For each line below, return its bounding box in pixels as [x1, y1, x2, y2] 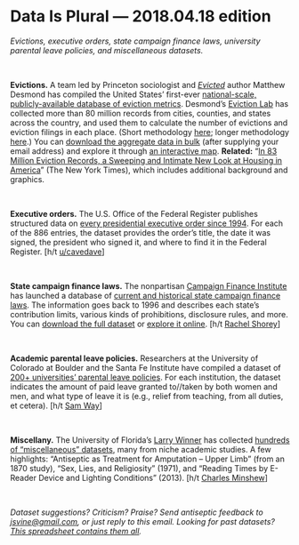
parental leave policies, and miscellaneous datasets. [10, 44, 204, 55]
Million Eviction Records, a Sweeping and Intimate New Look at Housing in [10, 155, 283, 165]
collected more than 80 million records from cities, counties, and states [10, 108, 271, 118]
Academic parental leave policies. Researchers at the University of [10, 353, 259, 364]
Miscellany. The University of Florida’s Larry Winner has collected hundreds [10, 434, 290, 445]
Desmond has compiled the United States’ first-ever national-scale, [10, 89, 257, 100]
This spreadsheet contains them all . [10, 525, 141, 536]
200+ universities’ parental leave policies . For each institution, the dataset [10, 372, 281, 382]
